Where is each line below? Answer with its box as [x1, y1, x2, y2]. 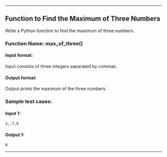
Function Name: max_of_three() [5, 40, 83, 47]
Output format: [5, 75, 37, 81]
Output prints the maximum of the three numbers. [5, 86, 107, 92]
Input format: [5, 52, 33, 58]
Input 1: [5, 110, 21, 116]
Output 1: [5, 132, 25, 138]
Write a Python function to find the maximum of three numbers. [5, 28, 135, 34]
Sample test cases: [5, 98, 52, 105]
